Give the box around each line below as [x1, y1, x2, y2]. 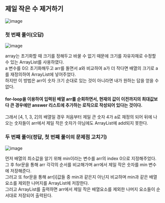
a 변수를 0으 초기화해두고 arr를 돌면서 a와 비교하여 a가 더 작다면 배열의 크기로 [5, 66, 155, 71]
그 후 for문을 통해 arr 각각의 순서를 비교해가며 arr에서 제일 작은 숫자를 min [5, 162, 148, 168]
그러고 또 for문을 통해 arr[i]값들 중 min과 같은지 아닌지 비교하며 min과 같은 [5, 174, 148, 180]
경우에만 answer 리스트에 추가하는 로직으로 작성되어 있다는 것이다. [15, 102, 143, 108]
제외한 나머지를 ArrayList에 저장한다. [18, 180, 90, 186]
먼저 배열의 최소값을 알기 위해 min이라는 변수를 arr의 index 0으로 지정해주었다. [5, 155, 157, 161]
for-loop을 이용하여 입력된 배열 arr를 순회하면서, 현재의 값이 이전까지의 [5, 96, 141, 102]
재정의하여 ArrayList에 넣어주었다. [10, 71, 76, 77]
